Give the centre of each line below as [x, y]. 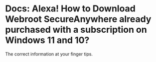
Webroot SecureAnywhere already [78, 19]
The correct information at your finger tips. [49, 54]
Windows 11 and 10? [47, 40]
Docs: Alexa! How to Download [70, 9]
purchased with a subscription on [76, 30]
